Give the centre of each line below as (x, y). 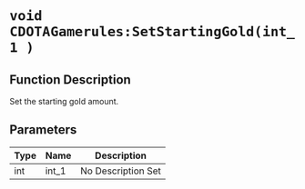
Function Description (71, 80)
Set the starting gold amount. (64, 101)
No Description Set (121, 171)
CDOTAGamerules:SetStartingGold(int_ (152, 32)
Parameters (43, 130)
